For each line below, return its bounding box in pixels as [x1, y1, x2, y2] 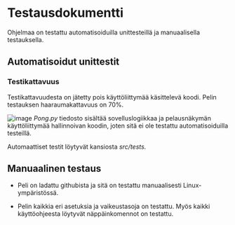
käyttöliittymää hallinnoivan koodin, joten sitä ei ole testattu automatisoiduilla [7, 121, 229, 130]
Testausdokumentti [7, 5, 124, 21]
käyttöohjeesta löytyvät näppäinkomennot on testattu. [17, 210, 174, 218]
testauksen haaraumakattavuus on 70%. [7, 100, 124, 109]
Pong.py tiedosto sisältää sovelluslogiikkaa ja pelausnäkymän [34, 114, 212, 122]
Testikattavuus [7, 77, 60, 87]
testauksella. [7, 35, 44, 43]
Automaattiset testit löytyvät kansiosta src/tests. [7, 142, 147, 151]
